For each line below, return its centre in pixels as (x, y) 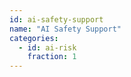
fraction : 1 (52, 57)
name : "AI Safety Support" (65, 29)
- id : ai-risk (47, 47)
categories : (34, 38)
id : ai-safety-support (56, 19)
